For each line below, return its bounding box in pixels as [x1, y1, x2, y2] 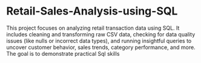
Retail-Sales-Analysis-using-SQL [6, 4, 178, 18]
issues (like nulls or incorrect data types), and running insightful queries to [6, 37, 192, 44]
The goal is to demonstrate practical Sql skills [6, 50, 120, 57]
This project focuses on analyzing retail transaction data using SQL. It [6, 24, 180, 31]
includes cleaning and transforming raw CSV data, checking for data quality [6, 30, 196, 38]
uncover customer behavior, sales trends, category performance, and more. [6, 44, 196, 51]
